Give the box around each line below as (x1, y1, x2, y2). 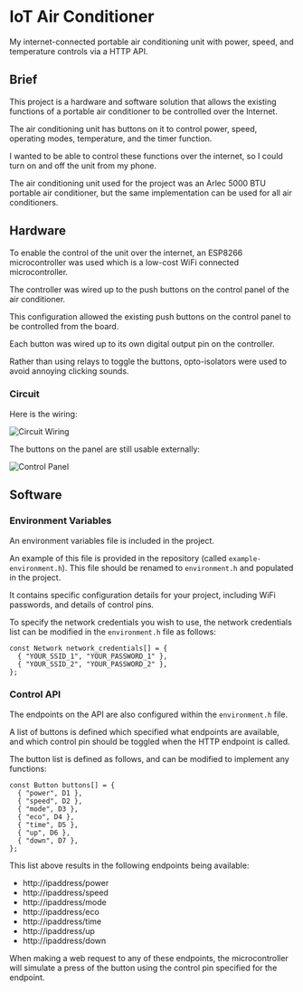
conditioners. (9, 196, 59, 207)
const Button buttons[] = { (9, 780, 116, 789)
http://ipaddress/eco (22, 906, 99, 917)
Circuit (9, 387, 41, 400)
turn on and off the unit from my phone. (9, 160, 156, 171)
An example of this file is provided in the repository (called (9, 552, 227, 563)
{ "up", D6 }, (17, 828, 71, 837)
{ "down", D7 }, (17, 835, 79, 845)
